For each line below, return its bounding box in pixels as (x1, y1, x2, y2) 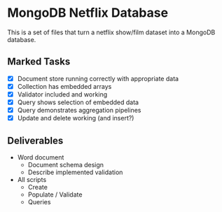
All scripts (17, 175, 47, 183)
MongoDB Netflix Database (7, 5, 169, 21)
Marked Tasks (7, 56, 71, 68)
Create (27, 183, 48, 191)
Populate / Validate (27, 190, 83, 199)
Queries (27, 197, 51, 206)
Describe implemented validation (27, 168, 123, 176)
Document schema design (27, 160, 104, 169)
